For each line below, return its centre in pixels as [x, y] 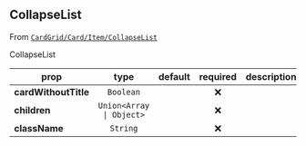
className [39, 128]
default [174, 76]
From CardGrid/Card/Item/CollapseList [83, 36]
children [32, 110]
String [124, 128]
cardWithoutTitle [51, 92]
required [218, 76]
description [271, 76]
